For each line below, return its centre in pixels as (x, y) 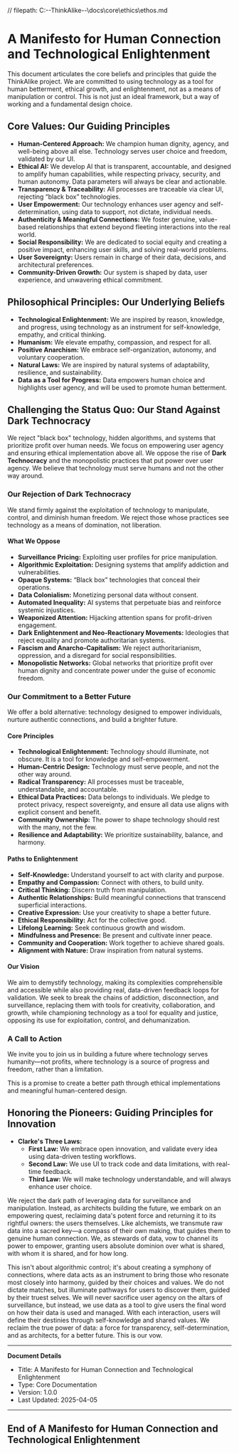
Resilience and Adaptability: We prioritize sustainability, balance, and (120, 835)
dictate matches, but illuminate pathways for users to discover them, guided (119, 1290)
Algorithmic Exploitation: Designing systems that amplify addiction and (123, 565)
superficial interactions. (52, 905)
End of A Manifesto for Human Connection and (113, 1429)
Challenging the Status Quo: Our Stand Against (114, 410)
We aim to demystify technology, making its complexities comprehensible (115, 982)
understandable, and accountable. (68, 790)
